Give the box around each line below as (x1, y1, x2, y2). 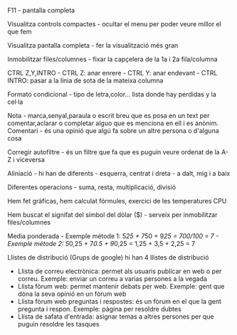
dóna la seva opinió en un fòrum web (17, 289, 127, 298)
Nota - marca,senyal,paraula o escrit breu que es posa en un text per (7, 112, 210, 119)
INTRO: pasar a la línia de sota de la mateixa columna (7, 76, 164, 85)
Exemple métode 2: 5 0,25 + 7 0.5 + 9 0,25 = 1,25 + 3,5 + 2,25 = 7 (7, 240, 196, 248)
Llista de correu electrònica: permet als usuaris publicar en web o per (17, 267, 222, 275)
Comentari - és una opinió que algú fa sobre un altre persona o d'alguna (7, 127, 219, 134)
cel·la (7, 97, 23, 106)
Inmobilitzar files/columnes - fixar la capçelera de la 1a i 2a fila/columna (7, 55, 218, 63)
